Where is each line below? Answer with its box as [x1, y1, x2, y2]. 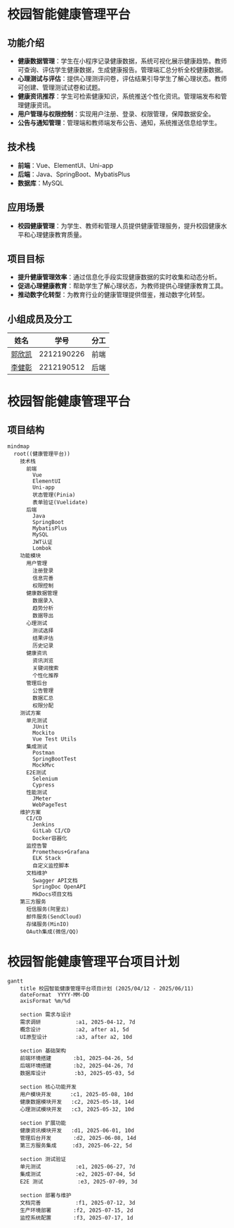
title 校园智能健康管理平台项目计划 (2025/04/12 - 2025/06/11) [20, 985, 195, 992]
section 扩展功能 [20, 1119, 67, 1127]
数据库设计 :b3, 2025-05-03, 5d [20, 1070, 135, 1077]
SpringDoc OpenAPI [32, 883, 86, 891]
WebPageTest [32, 801, 68, 808]
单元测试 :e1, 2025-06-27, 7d [20, 1163, 136, 1171]
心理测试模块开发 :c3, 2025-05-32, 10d [20, 1106, 135, 1113]
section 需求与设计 [20, 1011, 72, 1019]
